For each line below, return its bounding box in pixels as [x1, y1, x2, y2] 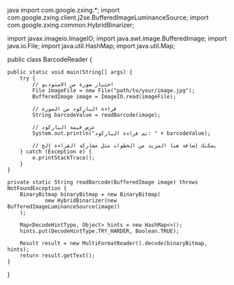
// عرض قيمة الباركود [32, 124, 96, 131]
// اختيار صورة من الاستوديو [32, 81, 114, 88]
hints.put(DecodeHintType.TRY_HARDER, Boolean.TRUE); [20, 228, 180, 235]
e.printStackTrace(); [32, 154, 96, 161]
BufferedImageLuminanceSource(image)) [7, 203, 120, 210]
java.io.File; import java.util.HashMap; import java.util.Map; [7, 42, 176, 50]
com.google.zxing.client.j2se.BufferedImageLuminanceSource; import [7, 13, 209, 22]
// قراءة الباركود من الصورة [32, 105, 117, 112]
